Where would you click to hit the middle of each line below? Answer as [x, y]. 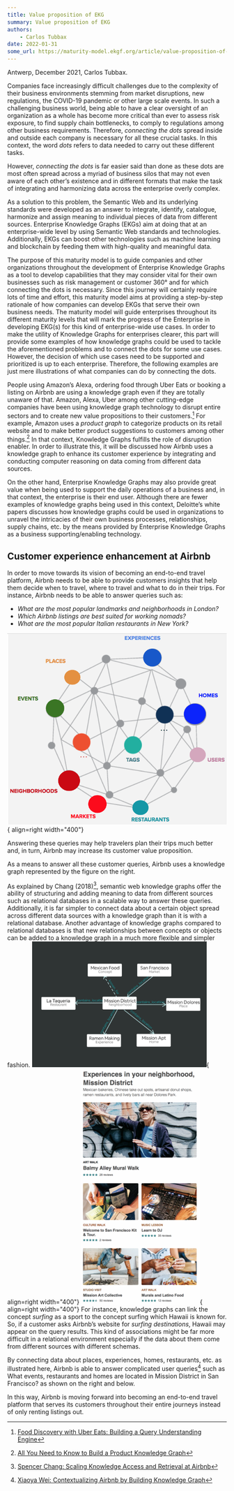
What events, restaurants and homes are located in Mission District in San [113, 1376]
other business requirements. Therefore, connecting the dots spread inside [115, 130]
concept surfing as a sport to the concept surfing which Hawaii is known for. [117, 1317]
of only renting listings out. [46, 1411]
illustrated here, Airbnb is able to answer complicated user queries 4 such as [116, 1368]
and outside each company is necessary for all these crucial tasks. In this [112, 138]
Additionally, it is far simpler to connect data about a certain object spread [114, 909]
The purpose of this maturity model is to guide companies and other [105, 260]
